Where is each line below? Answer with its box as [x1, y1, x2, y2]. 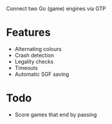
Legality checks [14, 58, 54, 65]
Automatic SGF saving [14, 71, 69, 78]
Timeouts [14, 64, 39, 71]
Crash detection [14, 52, 55, 59]
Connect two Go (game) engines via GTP [6, 5, 106, 12]
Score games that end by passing [14, 111, 97, 118]
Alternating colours [14, 45, 62, 52]
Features [6, 26, 51, 39]
